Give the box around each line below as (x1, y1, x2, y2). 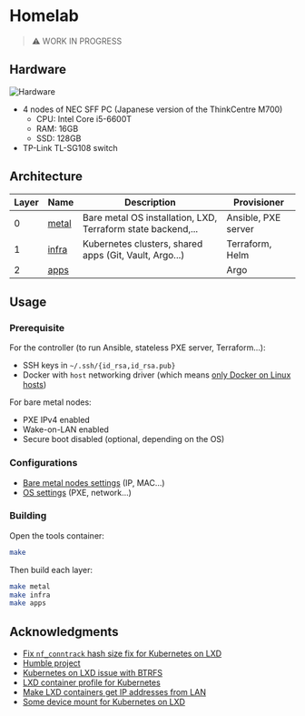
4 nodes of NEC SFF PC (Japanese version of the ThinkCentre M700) (22, 104, 283, 115)
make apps (9, 599, 47, 608)
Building (9, 509, 47, 522)
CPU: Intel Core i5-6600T (35, 113, 133, 124)
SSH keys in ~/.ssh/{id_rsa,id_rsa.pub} (22, 360, 176, 371)
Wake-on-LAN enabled (22, 424, 109, 435)
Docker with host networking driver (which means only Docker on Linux (22, 369, 291, 380)
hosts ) (22, 379, 47, 390)
